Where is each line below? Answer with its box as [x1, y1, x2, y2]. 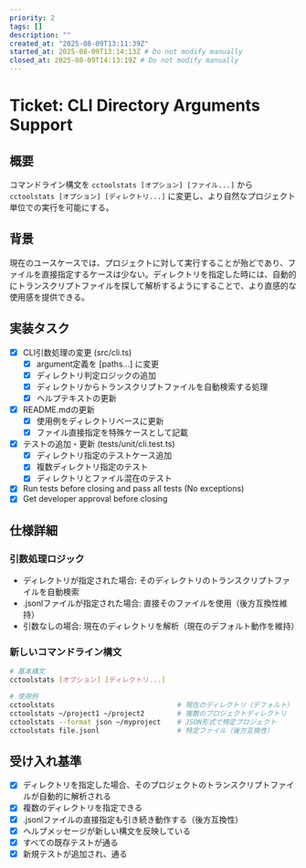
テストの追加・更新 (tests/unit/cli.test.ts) [22, 439, 175, 450]
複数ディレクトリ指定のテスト [36, 461, 149, 472]
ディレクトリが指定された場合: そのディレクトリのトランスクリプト [22, 575, 275, 586]
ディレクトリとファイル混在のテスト [36, 472, 173, 484]
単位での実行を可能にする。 [9, 202, 114, 213]
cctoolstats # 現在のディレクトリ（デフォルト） [9, 701, 294, 710]
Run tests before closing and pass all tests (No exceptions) [22, 483, 245, 494]
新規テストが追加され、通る [22, 848, 128, 859]
